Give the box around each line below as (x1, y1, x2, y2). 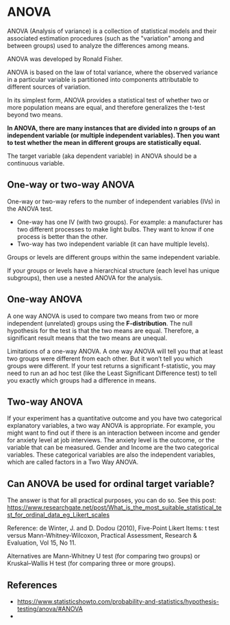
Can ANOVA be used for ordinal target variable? (7, 478, 215, 490)
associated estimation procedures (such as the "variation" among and (7, 34, 205, 42)
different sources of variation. (7, 82, 91, 91)
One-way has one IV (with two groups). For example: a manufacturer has (16, 218, 223, 226)
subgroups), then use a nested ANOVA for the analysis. (7, 273, 163, 282)
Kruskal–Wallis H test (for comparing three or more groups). (7, 559, 176, 567)
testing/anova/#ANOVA (16, 605, 84, 613)
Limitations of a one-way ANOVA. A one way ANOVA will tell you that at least (7, 347, 223, 355)
